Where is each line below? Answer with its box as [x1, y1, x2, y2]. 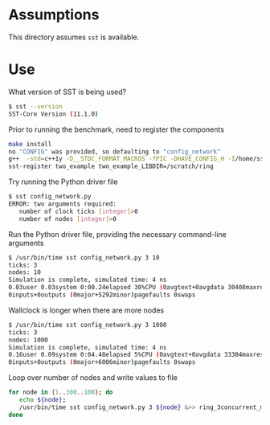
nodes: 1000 [8, 336, 48, 344]
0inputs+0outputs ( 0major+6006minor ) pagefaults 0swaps [8, 358, 196, 366]
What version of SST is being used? [8, 87, 127, 96]
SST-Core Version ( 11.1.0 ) [8, 110, 99, 118]
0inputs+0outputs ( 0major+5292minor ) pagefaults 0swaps [8, 291, 196, 299]
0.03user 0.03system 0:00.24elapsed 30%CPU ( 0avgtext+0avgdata [8, 284, 225, 292]
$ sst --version [8, 102, 63, 110]
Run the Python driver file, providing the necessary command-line [8, 229, 227, 239]
